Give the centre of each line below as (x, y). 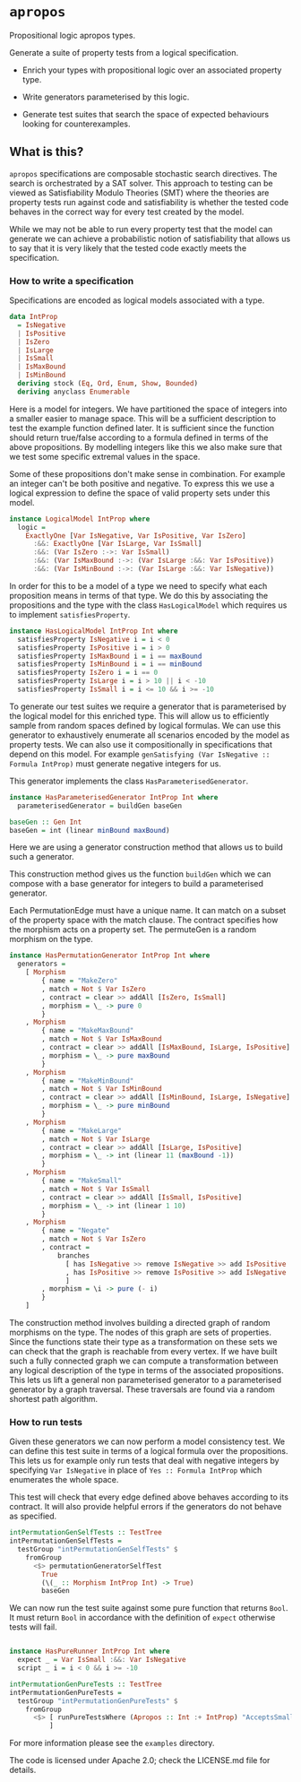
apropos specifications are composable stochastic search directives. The (143, 173)
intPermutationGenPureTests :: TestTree (86, 1684)
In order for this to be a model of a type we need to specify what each (138, 585)
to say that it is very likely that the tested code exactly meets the (128, 248)
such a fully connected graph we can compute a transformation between (144, 1361)
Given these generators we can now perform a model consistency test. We (147, 1441)
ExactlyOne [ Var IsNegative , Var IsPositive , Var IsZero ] (136, 536)
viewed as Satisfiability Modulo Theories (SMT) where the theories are (139, 193)
